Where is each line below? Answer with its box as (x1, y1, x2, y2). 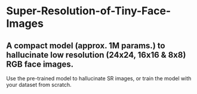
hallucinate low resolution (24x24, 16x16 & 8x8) (6, 49, 186, 60)
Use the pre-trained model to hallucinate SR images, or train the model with (6, 75, 192, 82)
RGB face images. (6, 59, 73, 69)
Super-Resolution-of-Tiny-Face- (6, 4, 171, 18)
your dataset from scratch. (6, 82, 72, 88)
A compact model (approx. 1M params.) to (6, 40, 165, 51)
